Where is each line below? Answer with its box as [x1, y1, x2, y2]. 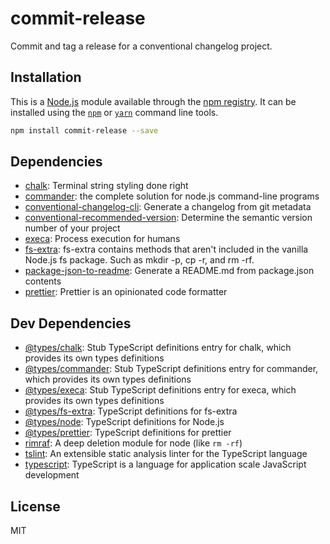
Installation [10, 69, 82, 86]
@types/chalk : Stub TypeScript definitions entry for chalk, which [24, 342, 292, 354]
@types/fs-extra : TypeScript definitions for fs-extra [24, 405, 238, 417]
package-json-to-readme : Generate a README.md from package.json [24, 265, 315, 277]
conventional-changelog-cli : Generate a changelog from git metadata [24, 201, 312, 213]
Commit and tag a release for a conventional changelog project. [10, 40, 273, 52]
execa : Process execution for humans [24, 233, 181, 245]
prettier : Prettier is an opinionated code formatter [24, 286, 228, 298]
